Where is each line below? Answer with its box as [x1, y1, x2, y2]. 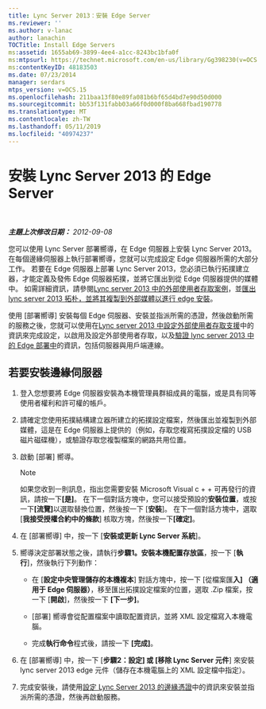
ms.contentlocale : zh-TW [8, 115, 91, 123]
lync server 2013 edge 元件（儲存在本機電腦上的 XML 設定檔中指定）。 [19, 665, 250, 675]
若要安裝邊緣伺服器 [8, 365, 102, 379]
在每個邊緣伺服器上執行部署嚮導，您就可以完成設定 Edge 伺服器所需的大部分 [8, 254, 259, 263]
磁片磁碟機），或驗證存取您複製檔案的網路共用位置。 [19, 435, 191, 445]
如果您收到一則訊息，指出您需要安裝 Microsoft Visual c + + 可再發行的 [19, 485, 249, 494]
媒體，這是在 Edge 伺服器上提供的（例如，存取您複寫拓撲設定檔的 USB [19, 425, 252, 434]
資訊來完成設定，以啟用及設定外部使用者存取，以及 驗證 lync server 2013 [8, 330, 246, 340]
